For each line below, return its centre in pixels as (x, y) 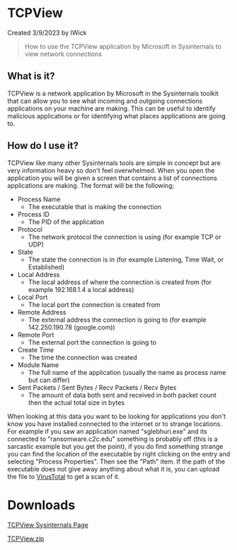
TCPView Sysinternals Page (48, 524)
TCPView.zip (26, 538)
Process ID (33, 214)
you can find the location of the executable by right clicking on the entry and (119, 454)
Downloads (41, 505)
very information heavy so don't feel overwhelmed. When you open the (111, 170)
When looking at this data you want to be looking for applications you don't (117, 416)
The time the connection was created (82, 357)
